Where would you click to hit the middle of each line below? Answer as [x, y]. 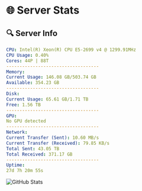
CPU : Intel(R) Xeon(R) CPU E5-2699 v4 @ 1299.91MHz [71, 50]
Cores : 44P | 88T [28, 61]
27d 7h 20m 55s [25, 171]
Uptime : [16, 165]
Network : [17, 132]
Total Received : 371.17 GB [39, 154]
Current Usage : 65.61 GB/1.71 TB [47, 99]
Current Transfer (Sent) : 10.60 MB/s [53, 138]
